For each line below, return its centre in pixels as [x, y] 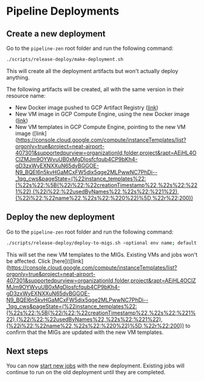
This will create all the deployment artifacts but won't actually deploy [92, 71]
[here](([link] [67, 261]
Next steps [27, 351]
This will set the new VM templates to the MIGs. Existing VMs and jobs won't [102, 254]
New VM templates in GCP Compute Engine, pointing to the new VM [100, 127]
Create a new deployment [56, 34]
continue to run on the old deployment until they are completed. [86, 372]
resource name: [26, 95]
